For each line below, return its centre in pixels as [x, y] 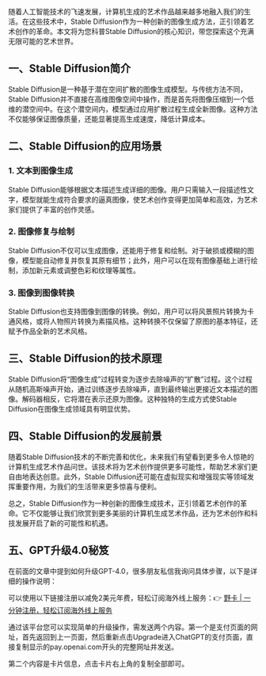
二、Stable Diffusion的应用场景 [85, 146]
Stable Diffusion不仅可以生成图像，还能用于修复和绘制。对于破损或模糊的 [128, 250]
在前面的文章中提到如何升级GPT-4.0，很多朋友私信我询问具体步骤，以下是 [129, 571]
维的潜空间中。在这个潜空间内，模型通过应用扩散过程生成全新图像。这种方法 [133, 108]
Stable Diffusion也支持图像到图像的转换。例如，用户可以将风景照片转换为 [128, 312]
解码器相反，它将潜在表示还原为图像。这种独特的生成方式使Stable [129, 399]
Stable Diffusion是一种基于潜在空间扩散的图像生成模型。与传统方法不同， [128, 89]
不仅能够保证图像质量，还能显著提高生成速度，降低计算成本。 [109, 119]
